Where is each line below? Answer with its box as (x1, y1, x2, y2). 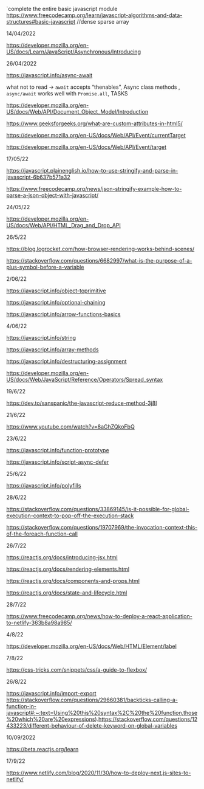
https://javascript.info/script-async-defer (6, 458, 109, 466)
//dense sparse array (76, 18, 129, 25)
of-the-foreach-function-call (6, 530, 78, 537)
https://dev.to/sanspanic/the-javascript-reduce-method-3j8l (6, 399, 157, 407)
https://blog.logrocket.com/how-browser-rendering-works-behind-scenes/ (6, 246, 195, 252)
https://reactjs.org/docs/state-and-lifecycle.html (6, 589, 127, 596)
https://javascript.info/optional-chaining (6, 299, 106, 306)
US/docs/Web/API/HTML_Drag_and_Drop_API (6, 222, 121, 229)
